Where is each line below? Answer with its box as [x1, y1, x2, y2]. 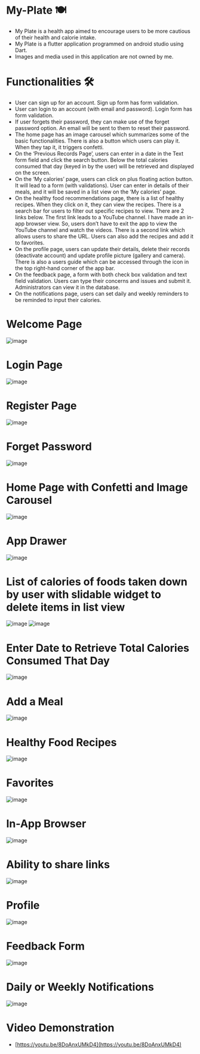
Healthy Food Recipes [6, 735, 117, 749]
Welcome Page [6, 318, 82, 331]
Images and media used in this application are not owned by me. [14, 53, 174, 60]
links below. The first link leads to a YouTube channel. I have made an [14, 213, 186, 221]
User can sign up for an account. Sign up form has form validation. [14, 99, 179, 106]
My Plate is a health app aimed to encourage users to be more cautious [14, 27, 191, 35]
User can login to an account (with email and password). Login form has [14, 105, 193, 113]
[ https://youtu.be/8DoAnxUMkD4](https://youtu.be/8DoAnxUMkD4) [14, 1041, 182, 1048]
